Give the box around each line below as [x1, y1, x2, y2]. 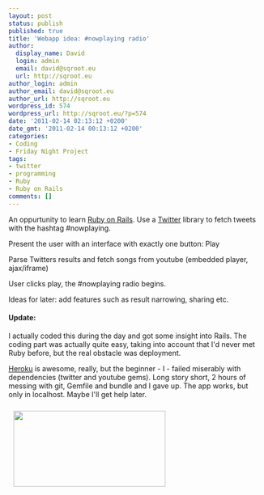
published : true [8, 27, 63, 35]
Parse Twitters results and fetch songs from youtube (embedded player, [8, 254, 249, 264]
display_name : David [15, 49, 85, 57]
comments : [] [8, 192, 53, 201]
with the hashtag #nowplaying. [8, 223, 111, 233]
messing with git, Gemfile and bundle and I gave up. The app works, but [8, 381, 249, 391]
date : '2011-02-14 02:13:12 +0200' [8, 117, 129, 125]
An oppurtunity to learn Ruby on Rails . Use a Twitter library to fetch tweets [8, 214, 257, 224]
